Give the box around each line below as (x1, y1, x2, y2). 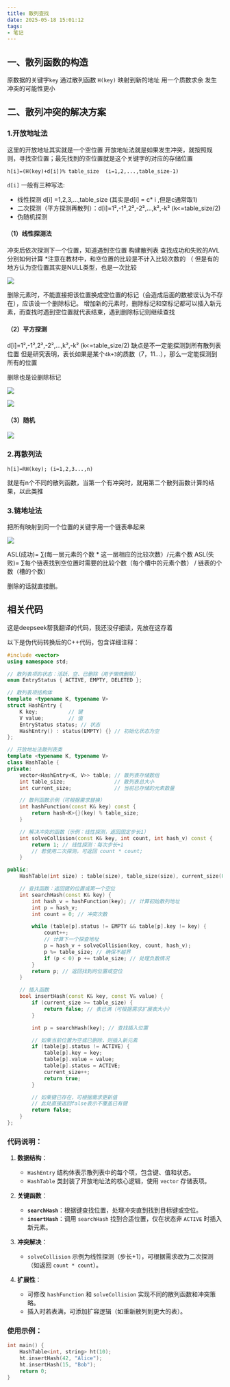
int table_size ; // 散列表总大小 (19, 778, 155, 785)
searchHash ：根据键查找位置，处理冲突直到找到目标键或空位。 (27, 1206, 203, 1215)
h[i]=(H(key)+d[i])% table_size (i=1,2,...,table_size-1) (7, 167, 179, 175)
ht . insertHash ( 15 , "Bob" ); (19, 1362, 97, 1368)
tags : (7, 23, 23, 30)
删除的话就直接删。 (7, 581, 62, 590)
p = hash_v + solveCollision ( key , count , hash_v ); (43, 942, 192, 949)
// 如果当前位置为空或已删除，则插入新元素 (31, 1037, 138, 1044)
